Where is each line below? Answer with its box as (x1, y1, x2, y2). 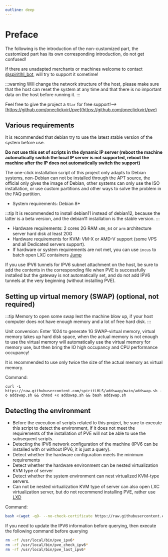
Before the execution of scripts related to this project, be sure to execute (12, 420, 162, 426)
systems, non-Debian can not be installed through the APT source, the (5, 175, 150, 181)
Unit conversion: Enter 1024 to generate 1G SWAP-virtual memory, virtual (5, 329, 155, 335)
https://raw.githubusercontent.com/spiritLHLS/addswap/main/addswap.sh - (5, 389, 162, 394)
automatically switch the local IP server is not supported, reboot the (5, 155, 149, 161)
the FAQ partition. (5, 191, 41, 197)
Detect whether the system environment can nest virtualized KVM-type (12, 473, 159, 479)
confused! (5, 56, 26, 62)
